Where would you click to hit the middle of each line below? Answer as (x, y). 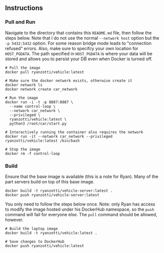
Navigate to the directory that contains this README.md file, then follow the (78, 33)
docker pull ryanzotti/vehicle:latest (45, 72)
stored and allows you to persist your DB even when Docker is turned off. (79, 59)
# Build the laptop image (31, 228)
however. (14, 220)
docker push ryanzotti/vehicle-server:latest (52, 195)
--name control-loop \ (33, 106)
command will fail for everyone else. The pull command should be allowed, (81, 214)
